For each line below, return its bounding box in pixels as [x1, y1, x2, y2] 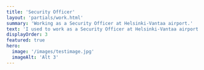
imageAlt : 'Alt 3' [12, 54, 59, 60]
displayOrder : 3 [6, 32, 48, 38]
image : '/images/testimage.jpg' [12, 49, 95, 55]
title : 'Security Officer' [6, 9, 75, 15]
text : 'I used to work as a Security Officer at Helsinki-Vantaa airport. [6, 26, 202, 32]
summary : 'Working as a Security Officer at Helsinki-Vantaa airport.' [6, 20, 193, 26]
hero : [6, 43, 20, 49]
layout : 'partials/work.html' [6, 15, 84, 21]
